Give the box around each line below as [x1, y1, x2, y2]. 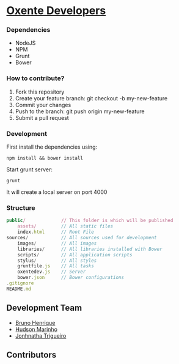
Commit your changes [15, 101, 71, 108]
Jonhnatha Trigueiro [15, 332, 67, 340]
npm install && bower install [6, 155, 84, 162]
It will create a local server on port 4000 [6, 188, 108, 196]
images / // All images [17, 240, 97, 247]
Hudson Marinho [15, 325, 58, 333]
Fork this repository [15, 88, 65, 95]
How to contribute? [6, 74, 65, 83]
